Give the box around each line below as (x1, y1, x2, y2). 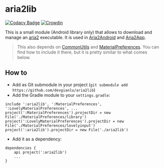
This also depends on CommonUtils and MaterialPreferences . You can (17, 44, 160, 50)
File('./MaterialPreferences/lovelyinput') (5, 123, 96, 128)
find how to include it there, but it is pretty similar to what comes (17, 49, 147, 55)
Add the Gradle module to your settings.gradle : (12, 92, 110, 98)
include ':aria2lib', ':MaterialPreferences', (5, 102, 102, 107)
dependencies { (5, 145, 36, 150)
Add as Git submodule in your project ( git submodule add (12, 82, 128, 87)
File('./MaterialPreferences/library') (5, 114, 87, 119)
